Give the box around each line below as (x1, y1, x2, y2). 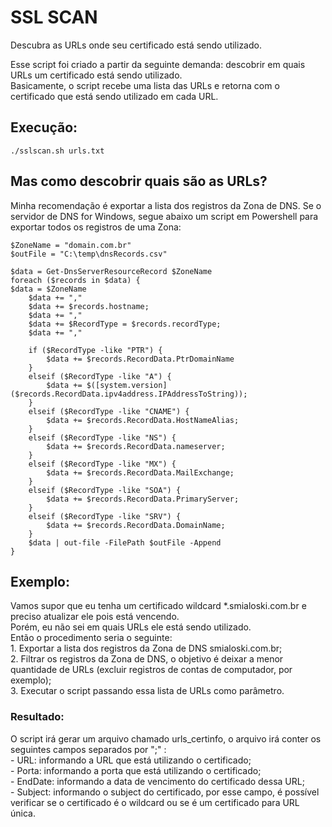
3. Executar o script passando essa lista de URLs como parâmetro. (10, 685, 285, 697)
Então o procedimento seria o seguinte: (10, 632, 173, 644)
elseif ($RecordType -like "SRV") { (28, 511, 182, 521)
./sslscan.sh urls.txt (10, 146, 105, 156)
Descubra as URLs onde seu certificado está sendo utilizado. (10, 39, 262, 51)
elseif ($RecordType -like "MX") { (28, 459, 177, 469)
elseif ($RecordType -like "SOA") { (28, 485, 182, 495)
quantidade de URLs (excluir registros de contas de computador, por (10, 664, 293, 676)
